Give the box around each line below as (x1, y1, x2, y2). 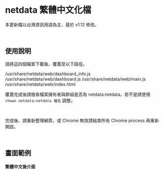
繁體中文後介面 (5, 163, 35, 170)
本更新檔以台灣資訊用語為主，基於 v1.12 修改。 (5, 22, 99, 28)
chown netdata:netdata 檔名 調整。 (5, 97, 75, 103)
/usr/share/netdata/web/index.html (5, 81, 76, 87)
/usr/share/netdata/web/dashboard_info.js (5, 71, 91, 77)
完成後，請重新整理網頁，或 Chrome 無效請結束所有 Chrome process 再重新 (5, 117, 159, 123)
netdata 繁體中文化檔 (5, 4, 92, 16)
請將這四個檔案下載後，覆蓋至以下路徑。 (5, 61, 87, 67)
